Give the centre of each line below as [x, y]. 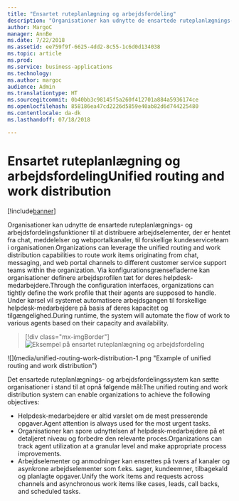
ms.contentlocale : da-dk [44, 113]
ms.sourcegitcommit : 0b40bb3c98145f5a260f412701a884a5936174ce [103, 100]
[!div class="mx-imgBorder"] [67, 336]
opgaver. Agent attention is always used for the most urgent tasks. [114, 423]
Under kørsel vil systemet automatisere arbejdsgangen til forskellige [107, 300]
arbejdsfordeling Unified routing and [116, 176]
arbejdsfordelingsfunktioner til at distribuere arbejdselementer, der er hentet [119, 232]
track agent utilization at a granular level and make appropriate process [122, 446]
